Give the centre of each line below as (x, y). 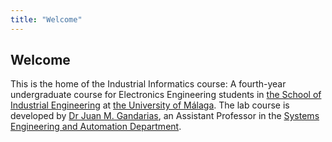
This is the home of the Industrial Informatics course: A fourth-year (148, 84)
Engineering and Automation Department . (96, 127)
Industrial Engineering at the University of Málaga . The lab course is (150, 105)
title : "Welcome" (46, 19)
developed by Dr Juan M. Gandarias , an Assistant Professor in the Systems (165, 116)
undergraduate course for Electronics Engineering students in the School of (166, 95)
